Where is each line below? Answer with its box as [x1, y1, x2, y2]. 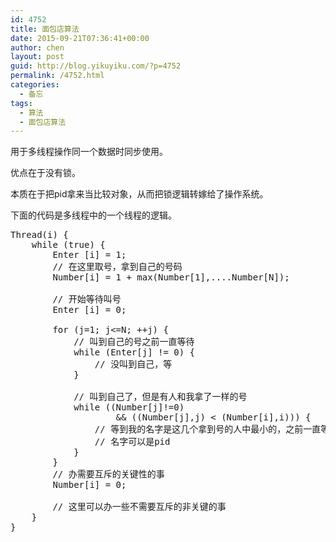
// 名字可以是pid [94, 436, 171, 448]
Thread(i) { [10, 229, 69, 241]
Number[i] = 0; [52, 479, 127, 491]
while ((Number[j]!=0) [73, 402, 185, 413]
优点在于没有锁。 [10, 167, 81, 179]
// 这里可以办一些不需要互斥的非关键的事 [52, 501, 227, 513]
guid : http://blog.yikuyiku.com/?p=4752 [10, 61, 182, 71]
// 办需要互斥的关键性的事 [52, 469, 165, 480]
